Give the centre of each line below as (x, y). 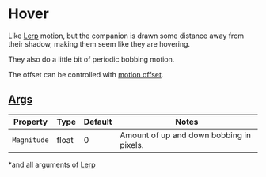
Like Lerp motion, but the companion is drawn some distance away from (126, 36)
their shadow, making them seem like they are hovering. (99, 43)
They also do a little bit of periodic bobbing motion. (91, 59)
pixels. (132, 145)
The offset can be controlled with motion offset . (86, 74)
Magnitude (30, 140)
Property (30, 122)
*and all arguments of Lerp (52, 164)
